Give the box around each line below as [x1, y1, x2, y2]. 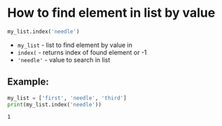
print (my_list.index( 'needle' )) [7, 101, 102, 108]
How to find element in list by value [7, 5, 216, 21]
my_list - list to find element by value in [17, 41, 133, 49]
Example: [7, 76, 49, 88]
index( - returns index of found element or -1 [17, 48, 147, 57]
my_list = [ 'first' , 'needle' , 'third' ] [7, 94, 127, 101]
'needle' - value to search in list [17, 55, 111, 64]
